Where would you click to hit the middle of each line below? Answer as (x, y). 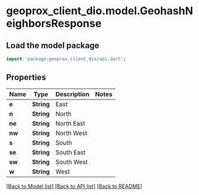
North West (71, 133)
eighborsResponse (54, 23)
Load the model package (53, 45)
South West (72, 162)
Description (72, 94)
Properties (26, 77)
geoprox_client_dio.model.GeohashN (99, 11)
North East (70, 123)
